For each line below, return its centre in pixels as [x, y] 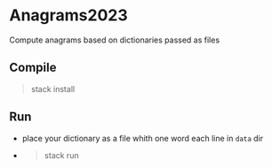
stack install [53, 88]
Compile [33, 68]
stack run [61, 155]
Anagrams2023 [69, 15]
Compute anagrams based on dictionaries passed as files [115, 40]
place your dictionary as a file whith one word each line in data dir [143, 138]
